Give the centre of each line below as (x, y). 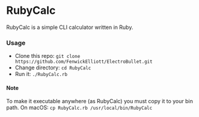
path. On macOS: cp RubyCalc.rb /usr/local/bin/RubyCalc (79, 108)
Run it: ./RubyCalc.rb (41, 74)
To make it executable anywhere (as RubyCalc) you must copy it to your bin (100, 101)
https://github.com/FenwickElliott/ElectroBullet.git (84, 62)
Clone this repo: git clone (47, 56)
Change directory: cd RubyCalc (53, 68)
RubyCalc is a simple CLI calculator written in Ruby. (70, 27)
